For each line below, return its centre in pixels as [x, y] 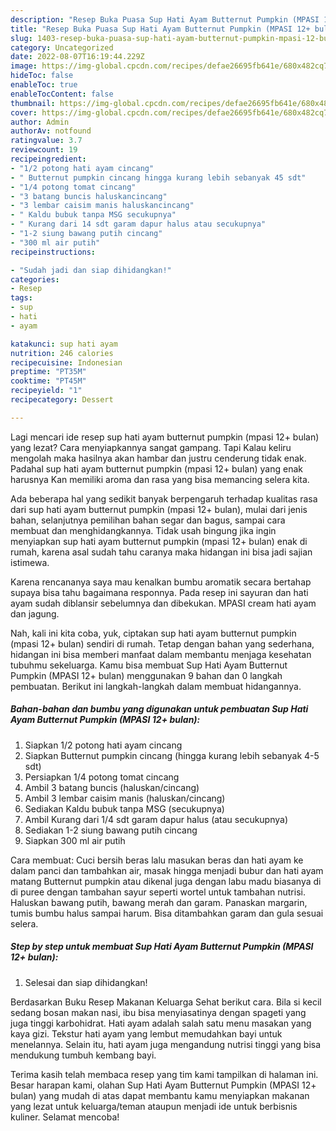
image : [24, 66]
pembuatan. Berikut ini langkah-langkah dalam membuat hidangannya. [156, 686]
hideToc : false [42, 76]
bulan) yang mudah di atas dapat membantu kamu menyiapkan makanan [160, 1095]
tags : [21, 298]
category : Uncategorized [62, 47]
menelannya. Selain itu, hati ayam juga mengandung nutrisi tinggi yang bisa [166, 1044]
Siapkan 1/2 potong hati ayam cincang [103, 745]
